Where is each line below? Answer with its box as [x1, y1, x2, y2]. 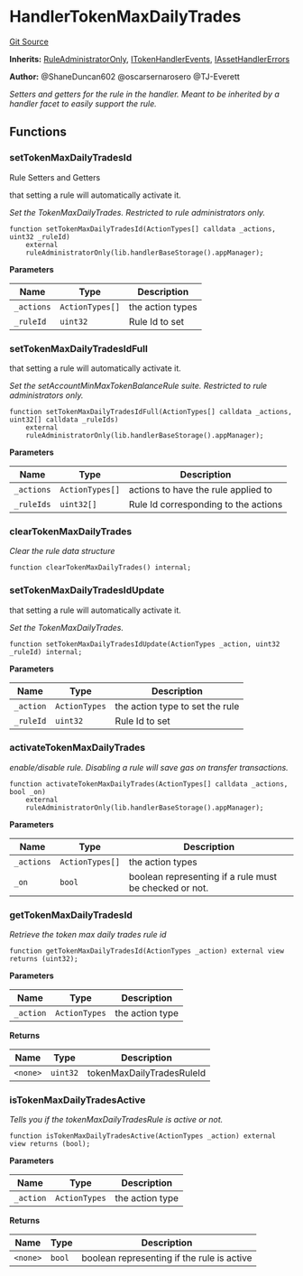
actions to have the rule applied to [128, 483, 273, 495]
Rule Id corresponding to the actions [128, 498, 283, 511]
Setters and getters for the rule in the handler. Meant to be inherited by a [9, 88, 280, 99]
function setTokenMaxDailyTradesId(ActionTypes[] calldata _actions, [9, 224, 277, 234]
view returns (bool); [9, 1140, 91, 1149]
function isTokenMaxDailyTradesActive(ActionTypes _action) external [9, 1132, 277, 1141]
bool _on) [9, 787, 47, 796]
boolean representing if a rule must [128, 870, 278, 883]
